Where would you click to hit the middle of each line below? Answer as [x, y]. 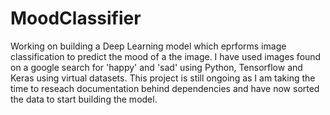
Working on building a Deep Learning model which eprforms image [148, 46]
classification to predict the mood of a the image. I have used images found [166, 56]
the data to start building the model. [84, 99]
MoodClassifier [76, 18]
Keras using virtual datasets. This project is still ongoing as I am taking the [163, 78]
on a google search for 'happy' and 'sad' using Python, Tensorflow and [156, 67]
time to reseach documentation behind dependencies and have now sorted [165, 88]
